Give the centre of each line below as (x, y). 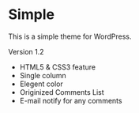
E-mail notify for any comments (71, 100)
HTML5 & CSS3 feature (58, 67)
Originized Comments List (62, 92)
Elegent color (41, 84)
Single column (43, 75)
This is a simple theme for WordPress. (70, 36)
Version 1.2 (26, 51)
